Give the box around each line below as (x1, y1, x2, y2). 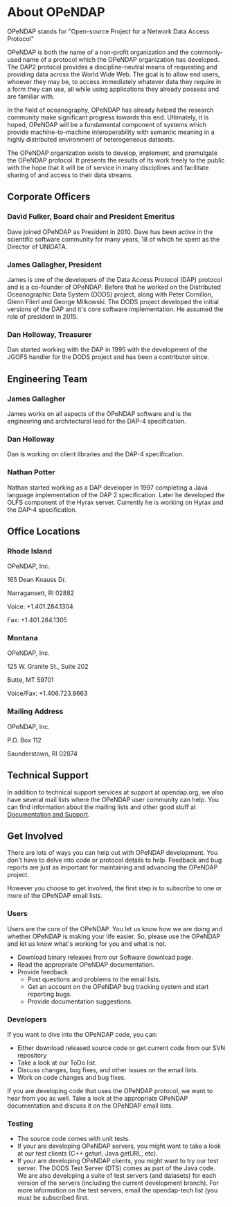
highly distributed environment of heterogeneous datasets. (7, 135, 175, 143)
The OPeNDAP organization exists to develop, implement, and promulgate (7, 149, 218, 157)
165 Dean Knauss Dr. (7, 576, 67, 584)
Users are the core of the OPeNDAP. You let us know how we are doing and (7, 924, 223, 933)
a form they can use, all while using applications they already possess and (7, 85, 220, 93)
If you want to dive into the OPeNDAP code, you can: (7, 1031, 158, 1038)
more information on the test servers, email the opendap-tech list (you (17, 1186, 218, 1194)
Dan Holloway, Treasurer (7, 329, 92, 339)
